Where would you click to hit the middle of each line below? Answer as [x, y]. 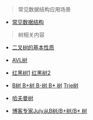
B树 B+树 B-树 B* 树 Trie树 [45, 85]
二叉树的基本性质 [33, 47]
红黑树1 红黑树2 [31, 73]
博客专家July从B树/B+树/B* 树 [49, 111]
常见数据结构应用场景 [44, 9]
